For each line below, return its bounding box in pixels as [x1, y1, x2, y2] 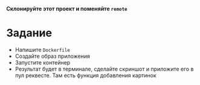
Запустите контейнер [15, 58, 71, 66]
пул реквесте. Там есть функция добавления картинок [15, 72, 157, 79]
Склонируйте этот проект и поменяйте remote [6, 5, 128, 12]
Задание [6, 27, 53, 40]
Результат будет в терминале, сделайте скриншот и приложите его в [15, 65, 194, 72]
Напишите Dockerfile [15, 46, 71, 53]
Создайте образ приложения [15, 52, 91, 60]
